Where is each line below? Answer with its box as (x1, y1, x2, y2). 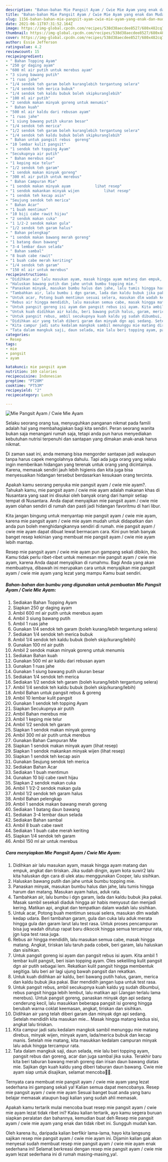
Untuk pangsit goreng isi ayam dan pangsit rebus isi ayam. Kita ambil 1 (12, 952, 158, 959)
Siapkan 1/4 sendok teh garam (12, 833, 76, 839)
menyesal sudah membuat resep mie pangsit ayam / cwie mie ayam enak (5, 1141, 156, 1147)
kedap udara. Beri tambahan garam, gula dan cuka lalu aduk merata (12, 915, 153, 921)
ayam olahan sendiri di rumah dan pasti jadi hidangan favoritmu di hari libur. (5, 503, 161, 509)
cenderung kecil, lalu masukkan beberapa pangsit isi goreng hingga (12, 1000, 153, 1006)
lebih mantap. (5, 539, 34, 545)
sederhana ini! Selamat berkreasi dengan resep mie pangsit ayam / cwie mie (5, 1146, 163, 1152)
